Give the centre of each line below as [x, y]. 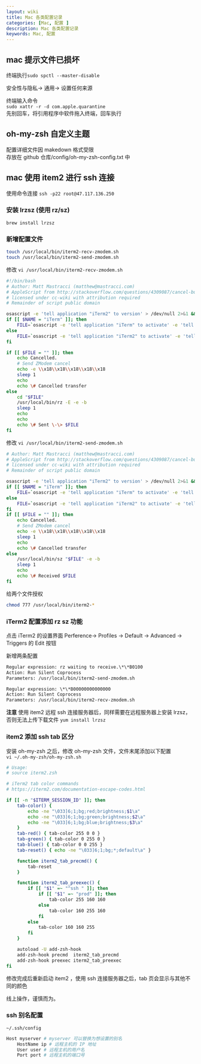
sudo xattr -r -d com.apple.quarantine [56, 106]
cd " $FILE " [31, 397]
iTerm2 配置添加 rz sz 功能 [45, 621]
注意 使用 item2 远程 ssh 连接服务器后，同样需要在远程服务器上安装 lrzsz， [98, 712]
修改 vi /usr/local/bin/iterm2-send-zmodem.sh [65, 443]
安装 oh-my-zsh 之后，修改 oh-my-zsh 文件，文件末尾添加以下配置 [89, 751]
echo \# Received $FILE [47, 576]
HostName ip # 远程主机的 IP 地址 [57, 1044]
